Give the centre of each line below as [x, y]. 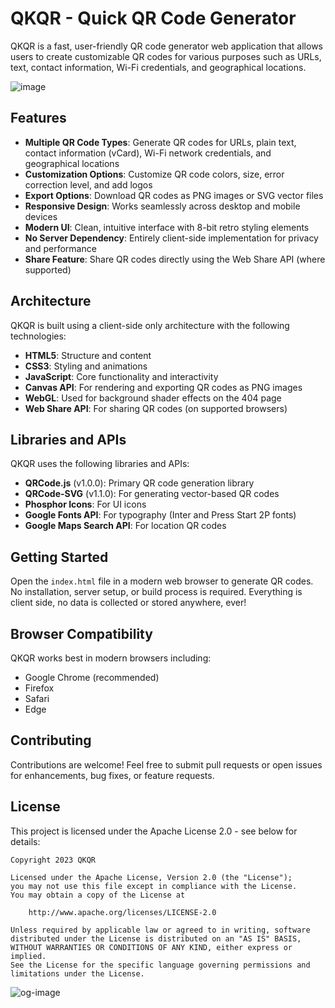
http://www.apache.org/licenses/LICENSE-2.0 [122, 912]
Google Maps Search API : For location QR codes [125, 526]
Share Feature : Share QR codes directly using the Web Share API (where [175, 259]
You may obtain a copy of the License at [98, 895]
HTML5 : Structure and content [88, 355]
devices [41, 216]
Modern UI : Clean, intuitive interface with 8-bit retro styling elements [167, 227]
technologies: [38, 336]
